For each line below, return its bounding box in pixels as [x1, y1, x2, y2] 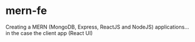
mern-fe [5, 4, 47, 17]
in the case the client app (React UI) [5, 29, 93, 36]
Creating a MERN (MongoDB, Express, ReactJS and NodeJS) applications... [5, 23, 190, 30]
